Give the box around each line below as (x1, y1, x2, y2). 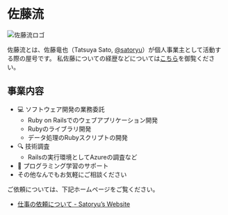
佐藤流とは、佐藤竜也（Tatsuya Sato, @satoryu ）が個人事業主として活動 (7, 45, 215, 54)
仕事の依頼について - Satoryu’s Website (17, 200, 131, 208)
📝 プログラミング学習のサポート (17, 161, 109, 170)
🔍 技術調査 (17, 142, 50, 150)
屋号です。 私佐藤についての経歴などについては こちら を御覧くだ (25, 54, 209, 63)
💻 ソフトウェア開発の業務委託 (17, 105, 106, 113)
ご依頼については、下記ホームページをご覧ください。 (7, 185, 159, 193)
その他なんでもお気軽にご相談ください (17, 170, 127, 178)
